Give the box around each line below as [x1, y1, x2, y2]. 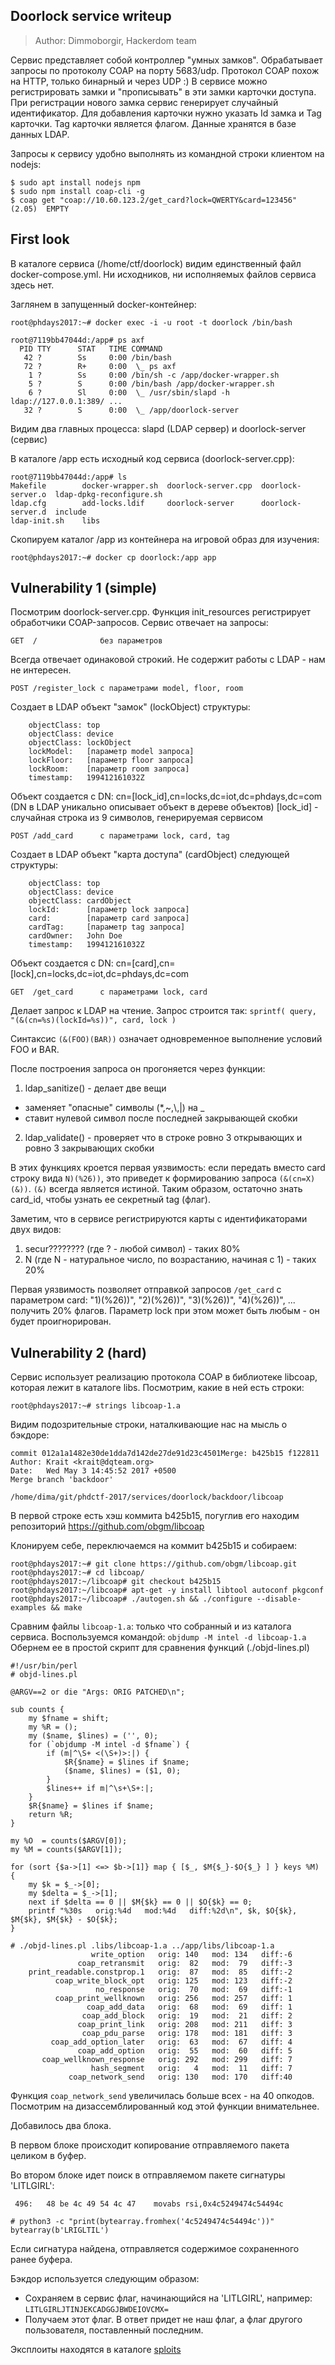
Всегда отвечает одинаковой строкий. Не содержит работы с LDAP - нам [10, 654, 326, 666]
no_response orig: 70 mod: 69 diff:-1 [95, 1985, 293, 1995]
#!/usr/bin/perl [10, 1661, 78, 1671]
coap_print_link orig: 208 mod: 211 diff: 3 [77, 2020, 293, 2030]
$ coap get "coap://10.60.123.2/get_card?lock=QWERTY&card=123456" [10, 195, 298, 205]
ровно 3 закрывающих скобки [24, 1142, 155, 1154]
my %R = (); [28, 1722, 78, 1733]
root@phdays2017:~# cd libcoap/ [10, 1568, 145, 1578]
